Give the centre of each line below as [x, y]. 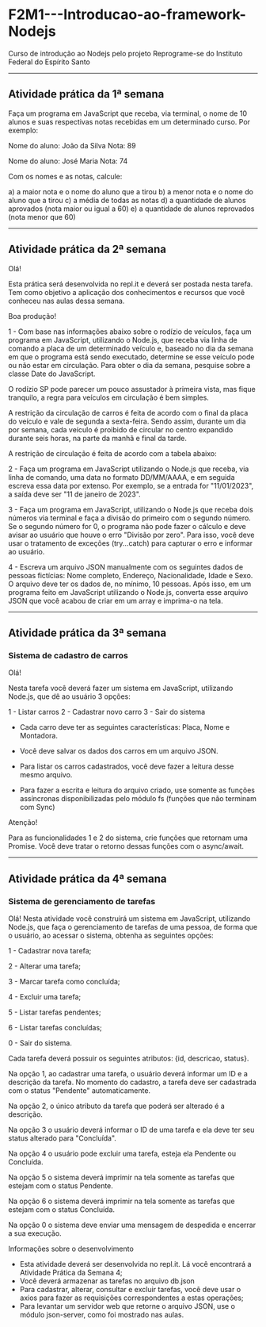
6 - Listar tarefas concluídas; [55, 1027]
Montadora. [38, 736]
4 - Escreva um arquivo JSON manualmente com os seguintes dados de [126, 567]
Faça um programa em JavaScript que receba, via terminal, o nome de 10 [128, 113]
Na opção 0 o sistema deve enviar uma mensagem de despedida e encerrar [132, 1225]
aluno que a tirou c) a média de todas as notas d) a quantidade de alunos [127, 200]
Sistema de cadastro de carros [68, 655]
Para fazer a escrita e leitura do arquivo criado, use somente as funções [137, 790]
